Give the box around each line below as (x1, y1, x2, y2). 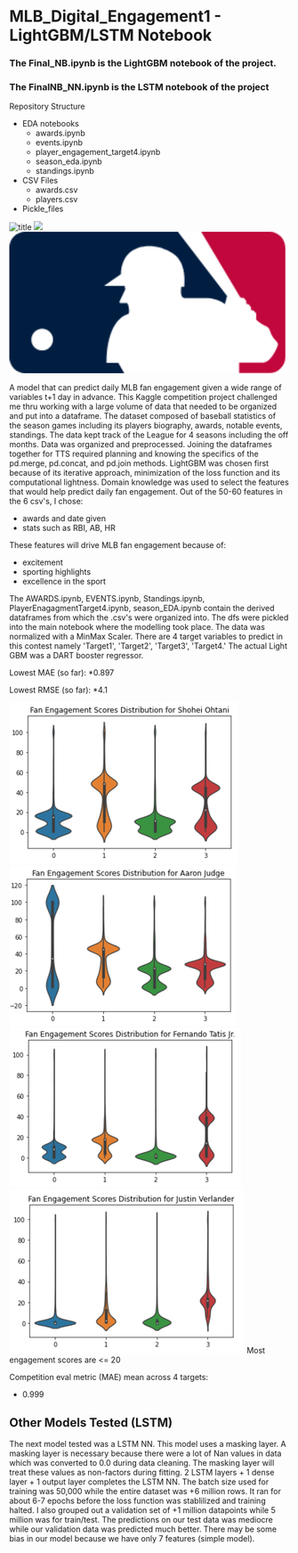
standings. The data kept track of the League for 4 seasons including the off (9, 429, 289, 440)
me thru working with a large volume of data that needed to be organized (9, 401, 278, 412)
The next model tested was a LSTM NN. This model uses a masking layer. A (9, 1438, 286, 1449)
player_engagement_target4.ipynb (35, 147, 161, 158)
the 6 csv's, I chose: (9, 496, 84, 507)
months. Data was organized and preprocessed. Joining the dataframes (9, 439, 273, 450)
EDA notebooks (21, 119, 80, 129)
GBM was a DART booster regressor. (9, 650, 144, 661)
